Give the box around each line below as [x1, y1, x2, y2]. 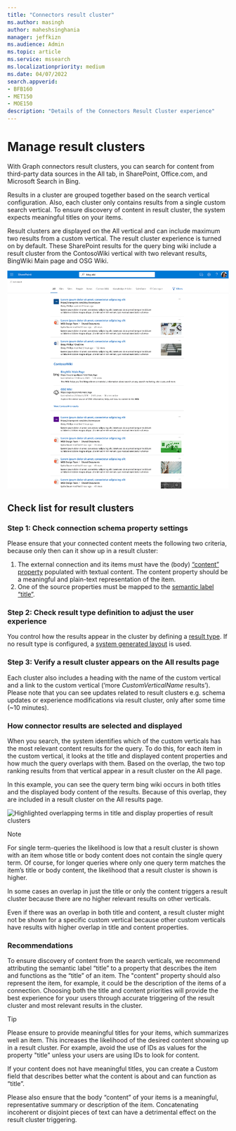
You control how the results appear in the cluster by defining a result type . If [7, 633, 228, 641]
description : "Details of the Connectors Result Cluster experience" [7, 108, 216, 115]
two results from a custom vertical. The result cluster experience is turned [7, 234, 222, 243]
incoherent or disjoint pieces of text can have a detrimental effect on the [7, 1108, 216, 1117]
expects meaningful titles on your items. [7, 213, 123, 221]
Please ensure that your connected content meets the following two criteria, [7, 539, 227, 548]
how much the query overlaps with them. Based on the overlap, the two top [7, 759, 225, 768]
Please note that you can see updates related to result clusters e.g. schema [7, 688, 225, 697]
